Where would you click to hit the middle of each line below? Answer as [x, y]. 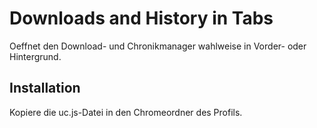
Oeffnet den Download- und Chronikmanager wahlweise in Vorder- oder [158, 46]
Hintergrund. [35, 56]
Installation [45, 88]
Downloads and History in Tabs [141, 18]
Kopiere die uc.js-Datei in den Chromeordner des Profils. [126, 112]
